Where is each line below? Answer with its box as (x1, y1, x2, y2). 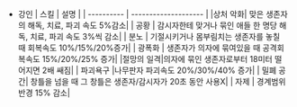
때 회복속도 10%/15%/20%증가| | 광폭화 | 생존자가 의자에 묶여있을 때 (17, 42, 261, 53)
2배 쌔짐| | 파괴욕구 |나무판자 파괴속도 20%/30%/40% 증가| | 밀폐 (41, 65, 277, 76)
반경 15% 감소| (17, 87, 70, 98)
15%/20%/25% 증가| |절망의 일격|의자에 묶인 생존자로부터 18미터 (41, 54, 273, 64)
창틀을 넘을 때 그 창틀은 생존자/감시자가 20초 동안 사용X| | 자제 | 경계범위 (30, 76, 286, 86)
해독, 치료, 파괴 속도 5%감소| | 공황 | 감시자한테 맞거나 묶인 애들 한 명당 (27, 20, 277, 31)
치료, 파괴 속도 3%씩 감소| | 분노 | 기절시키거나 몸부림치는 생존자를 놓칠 (30, 31, 281, 41)
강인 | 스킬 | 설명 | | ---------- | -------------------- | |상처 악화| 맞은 (17, 9, 264, 19)
